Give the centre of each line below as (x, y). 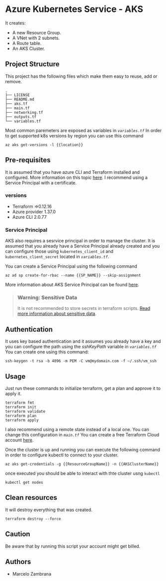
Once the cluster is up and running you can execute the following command (83, 450)
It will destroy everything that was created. (49, 510)
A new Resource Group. (37, 32)
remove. (14, 81)
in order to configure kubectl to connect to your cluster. (62, 455)
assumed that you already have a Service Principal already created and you (83, 246)
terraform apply (22, 420)
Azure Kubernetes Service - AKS (74, 9)
